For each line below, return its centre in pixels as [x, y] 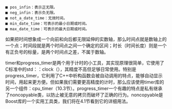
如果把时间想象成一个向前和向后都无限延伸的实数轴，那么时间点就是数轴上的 [86, 39]
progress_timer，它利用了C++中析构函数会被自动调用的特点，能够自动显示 [84, 75]
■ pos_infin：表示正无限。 [31, 7]
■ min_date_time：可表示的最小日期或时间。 [47, 24]
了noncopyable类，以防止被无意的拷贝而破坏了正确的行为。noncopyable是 [84, 95]
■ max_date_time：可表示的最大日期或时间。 [47, 29]
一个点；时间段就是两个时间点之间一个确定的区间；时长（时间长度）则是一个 [86, 46]
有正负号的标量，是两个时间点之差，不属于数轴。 [57, 52]
